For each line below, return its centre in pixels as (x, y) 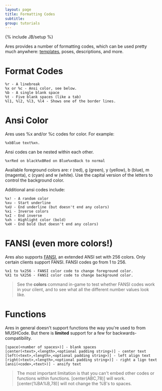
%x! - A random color (27, 199)
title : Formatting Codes (30, 14)
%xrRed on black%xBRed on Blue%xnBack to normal (55, 161)
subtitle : (15, 19)
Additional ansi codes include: (35, 190)
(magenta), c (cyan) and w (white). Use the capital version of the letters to (79, 175)
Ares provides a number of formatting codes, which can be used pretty (76, 46)
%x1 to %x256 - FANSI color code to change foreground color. (69, 271)
